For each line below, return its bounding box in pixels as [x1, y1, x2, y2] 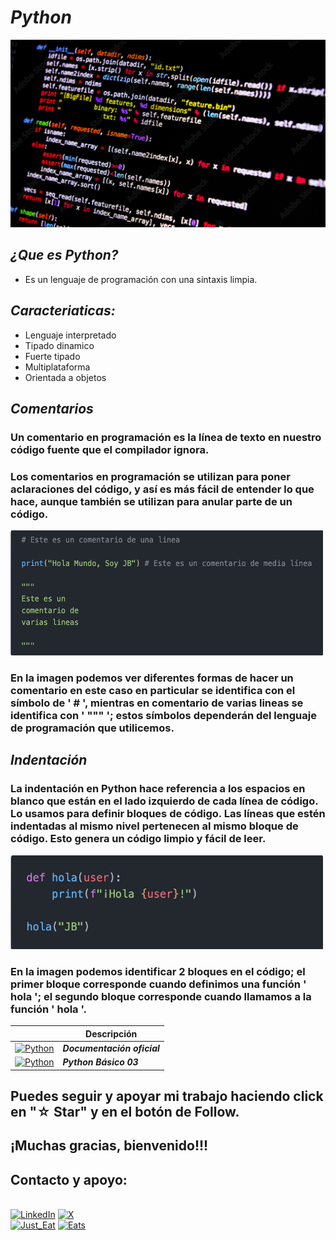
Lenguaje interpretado [24, 329, 117, 341]
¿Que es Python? [10, 247, 119, 264]
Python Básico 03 [62, 1056, 139, 1068]
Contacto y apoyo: [10, 1171, 128, 1188]
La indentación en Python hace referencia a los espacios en [10, 782, 306, 796]
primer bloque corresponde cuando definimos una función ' [10, 977, 307, 991]
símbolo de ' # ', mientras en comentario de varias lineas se [10, 696, 304, 710]
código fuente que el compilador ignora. [10, 442, 210, 456]
